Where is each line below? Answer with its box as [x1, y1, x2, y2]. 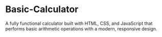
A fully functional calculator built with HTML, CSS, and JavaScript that [5, 20, 153, 26]
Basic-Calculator [5, 4, 79, 15]
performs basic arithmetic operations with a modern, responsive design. [5, 25, 157, 31]
